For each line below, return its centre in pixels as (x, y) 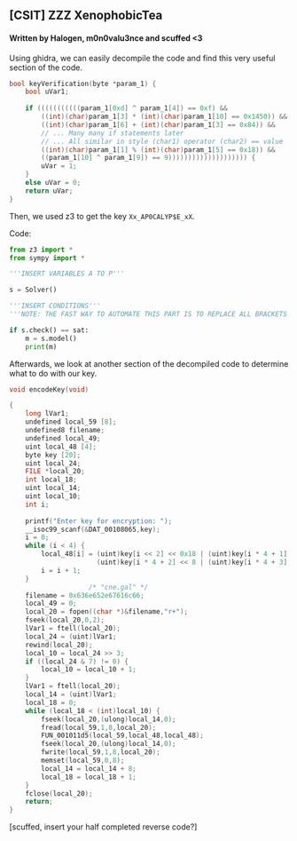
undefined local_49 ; (63, 438)
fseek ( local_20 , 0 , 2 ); (65, 620)
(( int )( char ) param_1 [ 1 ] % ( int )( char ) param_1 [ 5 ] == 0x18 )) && (158, 150)
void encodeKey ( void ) (49, 389)
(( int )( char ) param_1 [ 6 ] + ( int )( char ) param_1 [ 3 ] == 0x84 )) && (158, 124)
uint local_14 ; (53, 488)
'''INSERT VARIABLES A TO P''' (67, 274)
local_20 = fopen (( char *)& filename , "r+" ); (107, 612)
